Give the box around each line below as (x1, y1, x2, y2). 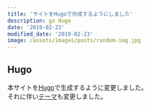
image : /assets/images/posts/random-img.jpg (7, 37, 141, 44)
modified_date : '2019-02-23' (7, 30, 94, 38)
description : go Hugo (7, 17, 72, 24)
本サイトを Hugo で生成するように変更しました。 (7, 83, 147, 91)
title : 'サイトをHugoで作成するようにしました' (7, 10, 133, 18)
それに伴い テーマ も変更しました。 (7, 92, 107, 101)
